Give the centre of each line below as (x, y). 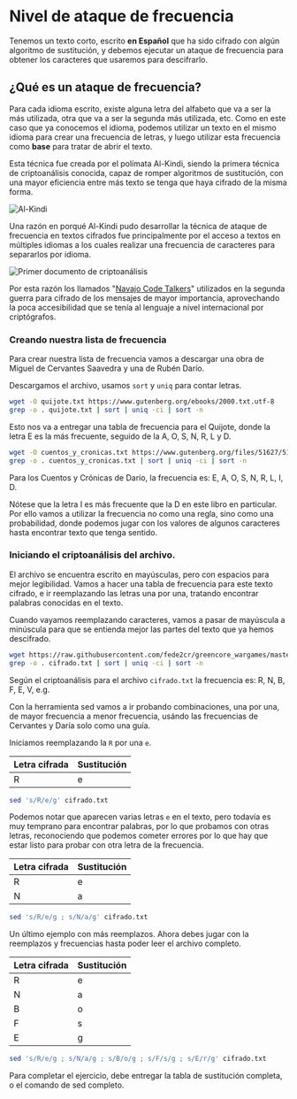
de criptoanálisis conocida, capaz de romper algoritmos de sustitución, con (147, 173)
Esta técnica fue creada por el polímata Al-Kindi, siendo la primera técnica (145, 163)
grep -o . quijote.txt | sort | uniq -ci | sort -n (106, 410)
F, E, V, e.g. (30, 689)
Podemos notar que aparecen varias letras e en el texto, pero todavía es (140, 817)
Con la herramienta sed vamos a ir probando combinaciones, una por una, (145, 706)
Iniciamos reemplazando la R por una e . (80, 742)
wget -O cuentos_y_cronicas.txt (69, 452)
